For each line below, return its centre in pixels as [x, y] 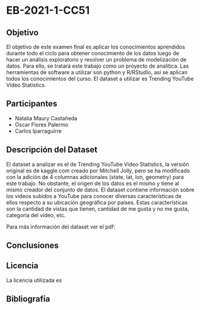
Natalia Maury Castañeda [46, 118]
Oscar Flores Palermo [41, 124]
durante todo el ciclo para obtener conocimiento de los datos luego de [93, 53]
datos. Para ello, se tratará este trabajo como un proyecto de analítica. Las [98, 66]
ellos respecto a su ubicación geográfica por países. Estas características [97, 202]
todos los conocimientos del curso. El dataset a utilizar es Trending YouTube [100, 79]
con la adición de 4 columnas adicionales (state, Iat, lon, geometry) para [95, 177]
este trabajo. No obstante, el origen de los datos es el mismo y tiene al [93, 183]
